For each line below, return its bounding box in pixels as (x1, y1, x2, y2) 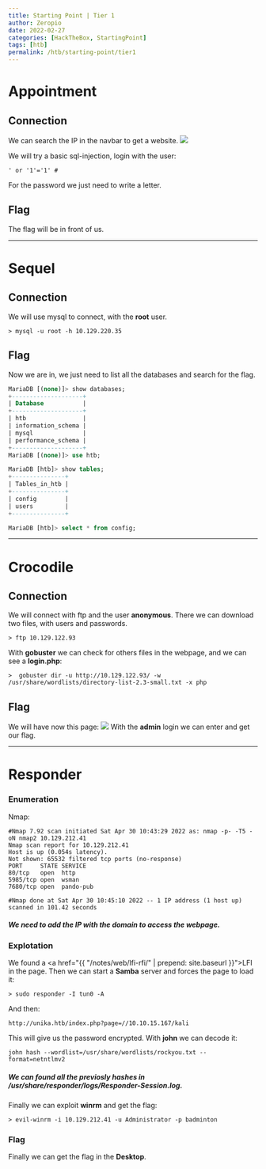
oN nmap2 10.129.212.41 (8, 834, 87, 842)
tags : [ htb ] (8, 41, 47, 49)
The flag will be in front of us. (8, 224, 104, 233)
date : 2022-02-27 (8, 26, 66, 34)
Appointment (8, 82, 97, 101)
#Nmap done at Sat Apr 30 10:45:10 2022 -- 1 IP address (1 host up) (8, 896, 243, 905)
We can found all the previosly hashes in (8, 1072, 145, 1081)
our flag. (8, 731, 36, 740)
